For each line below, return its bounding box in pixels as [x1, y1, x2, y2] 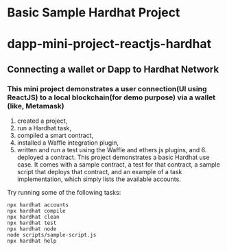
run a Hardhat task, [16, 124, 72, 132]
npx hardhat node [7, 226, 57, 232]
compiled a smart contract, [16, 132, 94, 140]
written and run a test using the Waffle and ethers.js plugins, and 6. [16, 146, 207, 154]
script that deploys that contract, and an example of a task [16, 168, 182, 176]
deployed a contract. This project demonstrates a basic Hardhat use [16, 153, 210, 162]
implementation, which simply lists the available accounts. [16, 175, 182, 183]
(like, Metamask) [7, 101, 64, 110]
